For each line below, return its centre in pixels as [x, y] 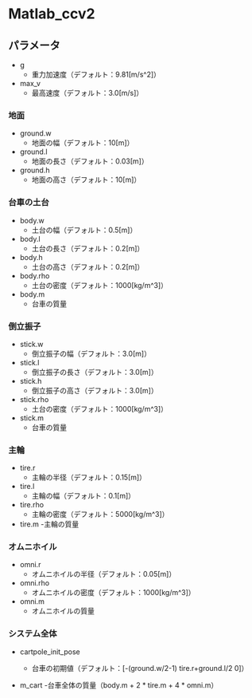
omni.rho [35, 583]
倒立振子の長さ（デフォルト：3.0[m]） [95, 372]
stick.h [31, 381]
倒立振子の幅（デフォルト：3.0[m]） [91, 353]
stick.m [32, 418]
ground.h [35, 170]
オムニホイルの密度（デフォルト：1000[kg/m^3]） [114, 593]
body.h [31, 257]
